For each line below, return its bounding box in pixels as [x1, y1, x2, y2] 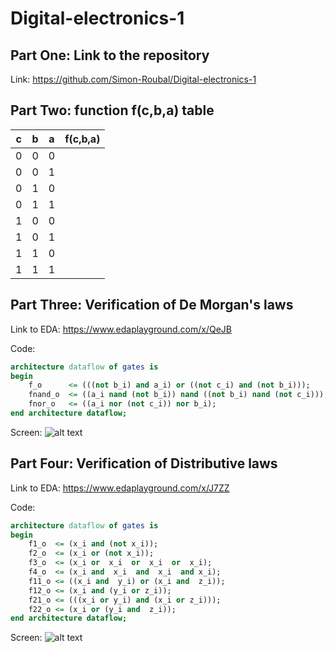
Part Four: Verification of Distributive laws [10, 455, 278, 472]
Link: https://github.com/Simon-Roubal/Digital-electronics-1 [10, 73, 257, 85]
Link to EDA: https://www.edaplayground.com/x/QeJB [10, 323, 232, 335]
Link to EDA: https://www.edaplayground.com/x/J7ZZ [10, 482, 230, 494]
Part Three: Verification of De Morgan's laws [10, 297, 294, 314]
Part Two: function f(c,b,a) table [10, 102, 215, 119]
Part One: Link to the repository [10, 47, 210, 64]
